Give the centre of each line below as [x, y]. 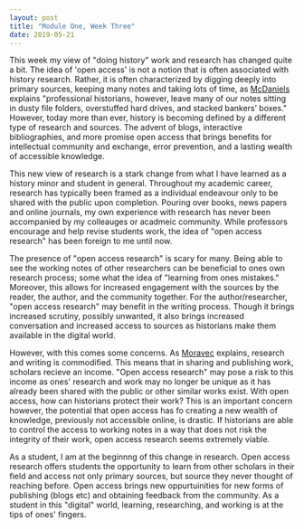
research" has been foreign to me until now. [91, 241]
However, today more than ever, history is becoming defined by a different [148, 118]
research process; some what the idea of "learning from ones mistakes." [144, 278]
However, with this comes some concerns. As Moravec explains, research [147, 353]
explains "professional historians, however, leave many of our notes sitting [148, 99]
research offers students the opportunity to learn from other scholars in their [152, 467]
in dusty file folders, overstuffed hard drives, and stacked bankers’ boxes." [148, 109]
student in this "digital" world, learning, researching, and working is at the [147, 505]
